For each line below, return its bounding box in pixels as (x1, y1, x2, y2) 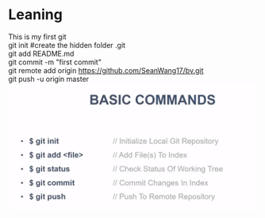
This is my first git (8, 32, 67, 41)
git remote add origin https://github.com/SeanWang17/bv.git (8, 65, 204, 75)
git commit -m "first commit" (8, 57, 102, 67)
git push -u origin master (8, 74, 90, 84)
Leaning (8, 6, 63, 24)
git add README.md (8, 49, 75, 58)
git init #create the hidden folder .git (8, 40, 125, 49)
